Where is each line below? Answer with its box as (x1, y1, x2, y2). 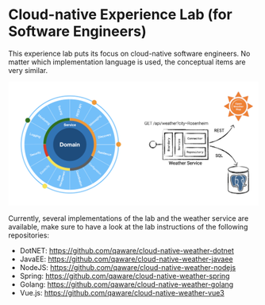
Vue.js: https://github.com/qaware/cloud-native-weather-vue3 (19, 288, 225, 298)
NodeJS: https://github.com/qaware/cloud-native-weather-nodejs (19, 263, 236, 272)
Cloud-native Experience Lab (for (8, 6, 232, 24)
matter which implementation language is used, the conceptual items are (8, 57, 246, 67)
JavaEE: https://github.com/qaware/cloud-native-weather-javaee (19, 254, 233, 264)
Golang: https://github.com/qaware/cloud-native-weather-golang (19, 280, 234, 289)
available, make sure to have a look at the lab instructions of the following (8, 222, 248, 232)
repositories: (8, 230, 50, 240)
